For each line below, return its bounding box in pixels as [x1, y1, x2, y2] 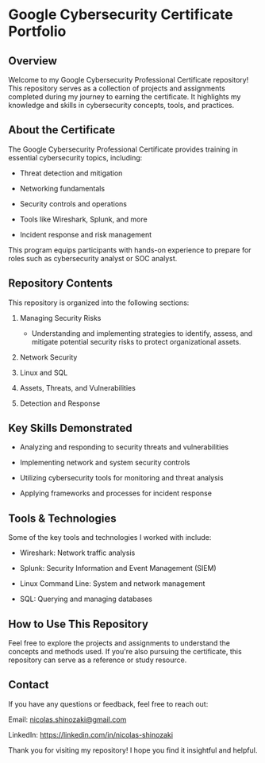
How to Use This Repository [8, 617, 149, 630]
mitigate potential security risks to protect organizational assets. [31, 337, 242, 346]
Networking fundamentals [19, 183, 106, 193]
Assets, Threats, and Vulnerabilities [19, 383, 136, 392]
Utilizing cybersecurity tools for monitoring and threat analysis [19, 473, 224, 483]
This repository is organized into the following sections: [8, 298, 190, 307]
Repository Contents [8, 276, 113, 291]
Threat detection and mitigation [19, 168, 123, 178]
